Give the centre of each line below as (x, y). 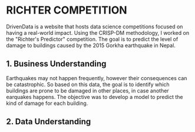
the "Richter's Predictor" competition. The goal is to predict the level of (92, 39)
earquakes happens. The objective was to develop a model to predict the (95, 97)
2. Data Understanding (49, 122)
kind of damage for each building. (47, 103)
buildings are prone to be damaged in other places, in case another (87, 90)
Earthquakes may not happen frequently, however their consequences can (97, 78)
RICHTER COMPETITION (67, 10)
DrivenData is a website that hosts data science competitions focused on (95, 27)
